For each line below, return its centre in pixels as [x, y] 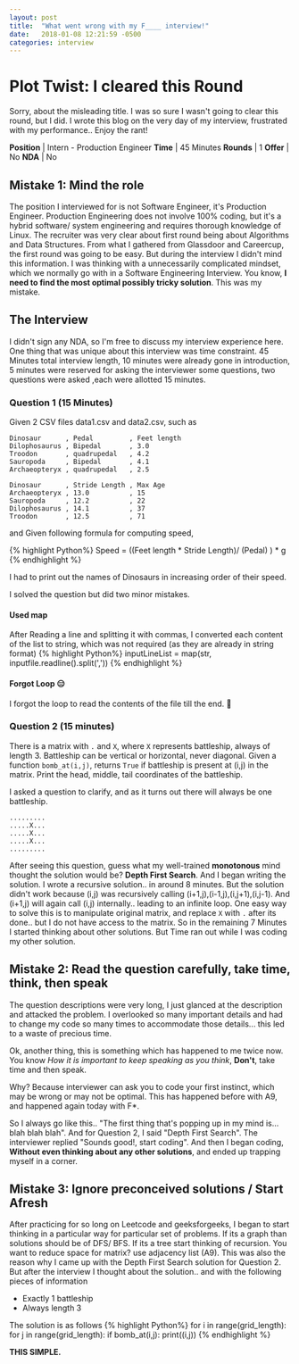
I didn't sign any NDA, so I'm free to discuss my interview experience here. [146, 341]
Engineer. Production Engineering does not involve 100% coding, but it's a [145, 216]
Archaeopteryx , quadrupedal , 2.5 [79, 470]
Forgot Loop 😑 [37, 683]
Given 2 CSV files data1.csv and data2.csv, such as [103, 422]
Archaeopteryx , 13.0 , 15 [77, 493]
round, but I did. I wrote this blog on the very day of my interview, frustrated [149, 121]
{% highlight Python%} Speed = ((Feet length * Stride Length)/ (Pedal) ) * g [148, 551]
